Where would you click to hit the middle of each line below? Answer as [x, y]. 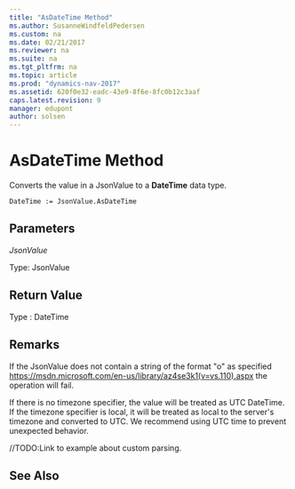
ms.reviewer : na [39, 51]
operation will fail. [42, 385]
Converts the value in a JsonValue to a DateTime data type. [118, 185]
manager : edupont [41, 108]
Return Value [46, 296]
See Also [34, 475]
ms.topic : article [43, 76]
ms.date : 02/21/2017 [48, 42]
